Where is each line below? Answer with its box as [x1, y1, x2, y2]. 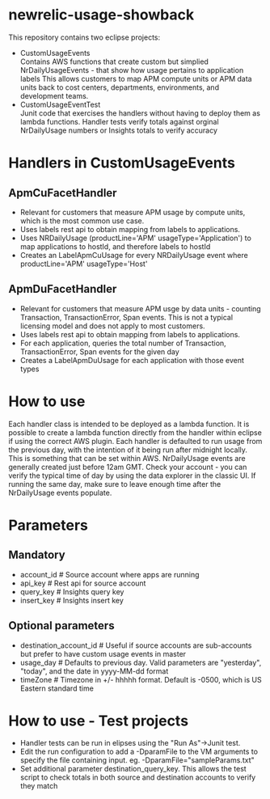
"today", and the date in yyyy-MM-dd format [19, 666, 169, 676]
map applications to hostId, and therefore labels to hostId [19, 241, 211, 252]
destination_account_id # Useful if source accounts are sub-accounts [19, 640, 252, 650]
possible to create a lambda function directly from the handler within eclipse [8, 427, 263, 438]
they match [19, 781, 58, 791]
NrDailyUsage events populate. [8, 488, 112, 497]
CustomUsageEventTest [19, 99, 101, 109]
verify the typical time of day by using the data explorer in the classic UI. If [8, 471, 256, 480]
